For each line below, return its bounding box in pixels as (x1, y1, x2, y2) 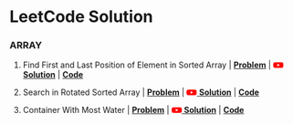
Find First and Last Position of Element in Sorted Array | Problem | (22, 59, 272, 70)
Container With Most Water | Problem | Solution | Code (22, 105, 245, 116)
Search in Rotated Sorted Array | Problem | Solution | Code (22, 87, 260, 98)
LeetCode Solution (9, 6, 153, 27)
